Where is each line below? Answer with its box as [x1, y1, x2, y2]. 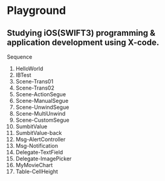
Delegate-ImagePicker [15, 155, 72, 162]
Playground [7, 4, 66, 18]
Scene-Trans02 [15, 84, 55, 91]
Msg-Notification [15, 142, 58, 149]
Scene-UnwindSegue [15, 104, 70, 111]
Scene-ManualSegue [15, 97, 69, 104]
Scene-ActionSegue [15, 91, 66, 97]
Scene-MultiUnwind [15, 110, 66, 117]
